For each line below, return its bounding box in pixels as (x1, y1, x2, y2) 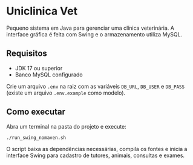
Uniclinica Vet (6, 4, 77, 18)
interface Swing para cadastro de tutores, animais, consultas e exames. (6, 152, 185, 159)
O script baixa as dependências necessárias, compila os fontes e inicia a (6, 146, 188, 153)
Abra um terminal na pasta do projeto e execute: (6, 123, 127, 130)
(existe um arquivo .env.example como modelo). (6, 89, 126, 96)
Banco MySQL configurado (15, 71, 83, 78)
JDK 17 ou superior (15, 64, 63, 72)
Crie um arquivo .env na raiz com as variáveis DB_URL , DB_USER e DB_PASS (6, 82, 185, 90)
